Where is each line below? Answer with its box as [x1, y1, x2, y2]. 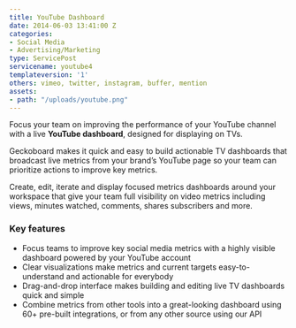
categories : [9, 29, 53, 38]
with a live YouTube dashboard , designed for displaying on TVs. [9, 129, 243, 140]
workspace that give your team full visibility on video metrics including [9, 191, 266, 202]
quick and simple [21, 289, 85, 301]
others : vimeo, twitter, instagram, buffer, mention [9, 79, 208, 88]
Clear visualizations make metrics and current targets [21, 262, 217, 272]
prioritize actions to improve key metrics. [9, 164, 158, 175]
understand [21, 271, 65, 281]
